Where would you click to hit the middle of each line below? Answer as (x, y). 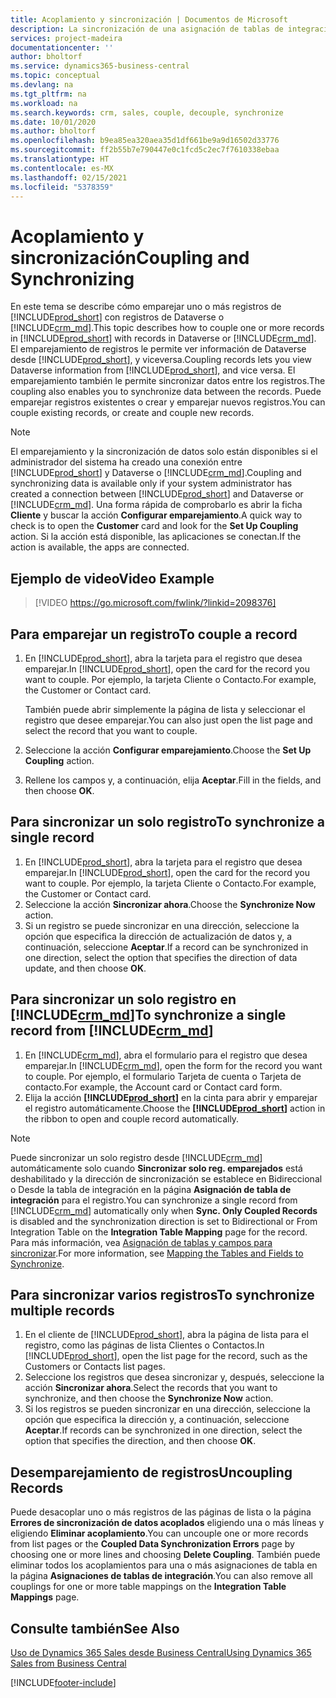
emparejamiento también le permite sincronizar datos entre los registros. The (168, 381)
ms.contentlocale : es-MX (62, 168)
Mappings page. (45, 1597)
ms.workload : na (44, 103)
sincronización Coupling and (130, 257)
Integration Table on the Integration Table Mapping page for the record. (159, 1232)
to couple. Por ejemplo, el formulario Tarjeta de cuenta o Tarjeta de (163, 1076)
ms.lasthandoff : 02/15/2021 (69, 177)
